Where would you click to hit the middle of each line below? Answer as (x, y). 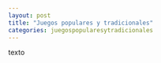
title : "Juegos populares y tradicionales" (81, 23)
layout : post (30, 15)
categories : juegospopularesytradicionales (81, 30)
